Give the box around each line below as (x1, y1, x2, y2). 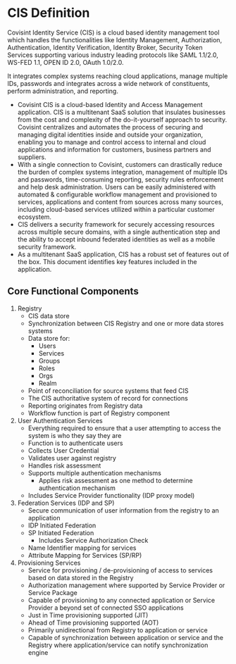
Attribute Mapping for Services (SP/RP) (27, 551, 142, 559)
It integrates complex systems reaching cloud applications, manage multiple (7, 72, 228, 80)
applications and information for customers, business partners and (17, 145, 211, 154)
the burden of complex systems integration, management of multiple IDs (17, 168, 228, 176)
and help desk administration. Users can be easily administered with (17, 182, 216, 191)
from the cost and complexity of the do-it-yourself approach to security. (17, 115, 228, 124)
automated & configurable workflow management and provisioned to (17, 190, 217, 199)
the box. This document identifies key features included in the (17, 257, 197, 265)
